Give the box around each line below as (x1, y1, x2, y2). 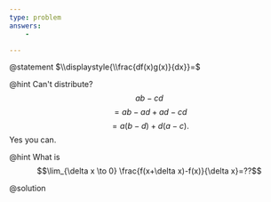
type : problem (9, 12, 62, 22)
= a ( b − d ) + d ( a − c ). (112, 121, 189, 132)
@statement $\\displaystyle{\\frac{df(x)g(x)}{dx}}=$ (9, 61, 201, 72)
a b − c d (134, 93, 164, 103)
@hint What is (9, 152, 60, 163)
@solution (9, 183, 46, 194)
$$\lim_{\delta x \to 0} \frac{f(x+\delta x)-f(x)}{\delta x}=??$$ (36, 166, 262, 176)
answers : (9, 21, 42, 30)
